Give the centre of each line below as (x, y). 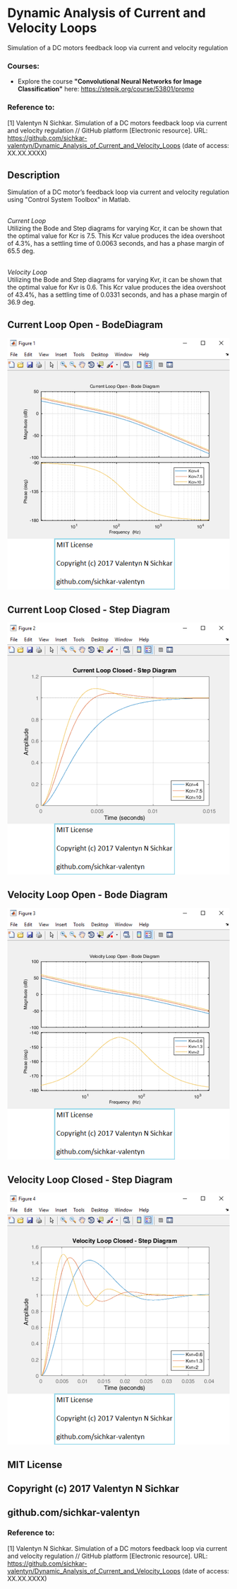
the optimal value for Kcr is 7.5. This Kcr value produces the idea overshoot (116, 236)
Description (34, 175)
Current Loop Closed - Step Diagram (89, 609)
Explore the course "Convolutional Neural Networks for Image (110, 81)
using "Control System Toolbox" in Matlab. (69, 200)
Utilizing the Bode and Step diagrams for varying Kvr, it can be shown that (115, 280)
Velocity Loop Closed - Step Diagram (90, 1179)
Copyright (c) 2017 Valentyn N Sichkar (93, 1488)
